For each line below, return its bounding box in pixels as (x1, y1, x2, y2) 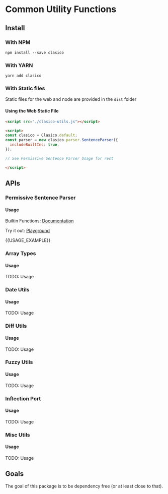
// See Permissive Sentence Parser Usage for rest (5, 156, 114, 161)
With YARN (5, 61, 33, 69)
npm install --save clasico (5, 50, 64, 55)
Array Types (5, 250, 36, 257)
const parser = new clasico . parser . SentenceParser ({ (5, 138, 118, 143)
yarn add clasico (5, 73, 42, 79)
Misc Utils (5, 431, 30, 438)
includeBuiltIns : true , (10, 142, 59, 147)
